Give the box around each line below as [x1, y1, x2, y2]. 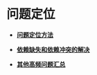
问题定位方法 [16, 31, 53, 39]
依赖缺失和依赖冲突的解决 [16, 45, 90, 53]
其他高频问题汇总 [16, 60, 66, 68]
